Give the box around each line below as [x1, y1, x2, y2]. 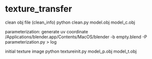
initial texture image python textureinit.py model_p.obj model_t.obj [5, 48, 137, 54]
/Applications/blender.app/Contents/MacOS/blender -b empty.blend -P [5, 34, 147, 40]
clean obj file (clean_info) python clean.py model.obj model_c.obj [5, 19, 135, 25]
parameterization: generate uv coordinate [5, 29, 88, 34]
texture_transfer [5, 3, 72, 15]
